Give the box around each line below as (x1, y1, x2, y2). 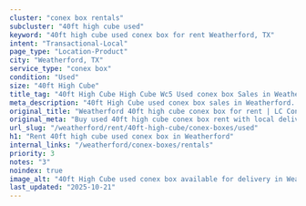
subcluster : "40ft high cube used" (9, 22, 145, 31)
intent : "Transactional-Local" (9, 38, 128, 48)
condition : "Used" (9, 73, 79, 82)
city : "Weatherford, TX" (9, 56, 104, 65)
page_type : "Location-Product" (9, 47, 128, 57)
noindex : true (9, 166, 64, 175)
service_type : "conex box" (9, 65, 112, 74)
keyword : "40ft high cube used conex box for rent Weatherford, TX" (9, 30, 275, 39)
